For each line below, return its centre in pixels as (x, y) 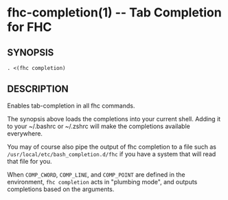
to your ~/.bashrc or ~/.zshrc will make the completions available (99, 126)
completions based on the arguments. (61, 189)
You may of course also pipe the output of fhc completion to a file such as (112, 147)
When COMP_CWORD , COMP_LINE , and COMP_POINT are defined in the (96, 174)
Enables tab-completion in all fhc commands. (71, 105)
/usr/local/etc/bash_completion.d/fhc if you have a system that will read (112, 154)
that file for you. (30, 161)
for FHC (30, 27)
